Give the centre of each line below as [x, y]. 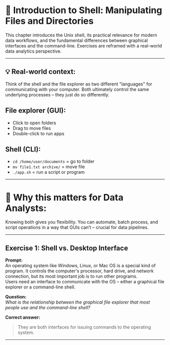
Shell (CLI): [23, 149]
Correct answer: [23, 317]
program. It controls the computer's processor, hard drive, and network [79, 271]
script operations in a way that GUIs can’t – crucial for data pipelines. [77, 227]
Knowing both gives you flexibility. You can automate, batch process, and [82, 222]
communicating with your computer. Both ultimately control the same [77, 89]
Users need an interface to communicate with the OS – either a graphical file [85, 282]
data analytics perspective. [33, 51]
